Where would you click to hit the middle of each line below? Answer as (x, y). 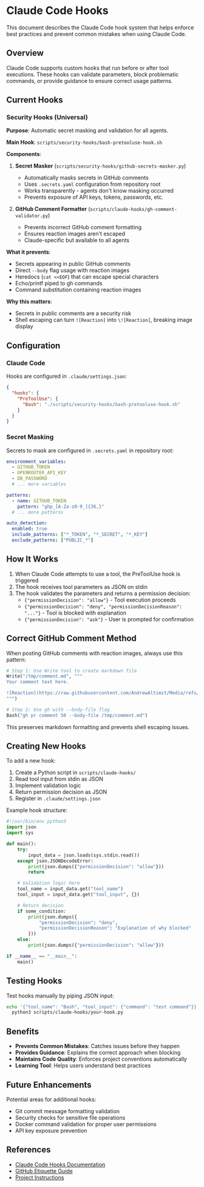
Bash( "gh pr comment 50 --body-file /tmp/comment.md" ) (77, 715)
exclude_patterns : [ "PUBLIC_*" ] (53, 540)
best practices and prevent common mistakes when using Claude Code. (97, 34)
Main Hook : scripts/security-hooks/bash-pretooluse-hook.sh (84, 142)
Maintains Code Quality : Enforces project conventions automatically (101, 1059)
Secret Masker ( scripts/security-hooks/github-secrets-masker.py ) (100, 166)
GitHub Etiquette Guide (44, 1171)
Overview (25, 53)
